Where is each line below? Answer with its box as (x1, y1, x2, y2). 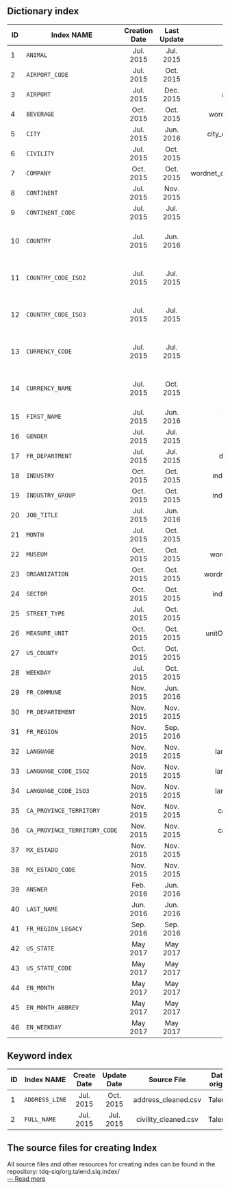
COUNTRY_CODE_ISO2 (26, 273, 86, 282)
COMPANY (26, 169, 51, 177)
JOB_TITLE (26, 511, 58, 519)
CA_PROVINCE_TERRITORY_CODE (26, 826, 118, 834)
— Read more (7, 1175, 46, 1183)
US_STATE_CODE (26, 964, 73, 972)
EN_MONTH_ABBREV (26, 1003, 79, 1012)
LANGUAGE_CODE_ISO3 (26, 787, 90, 794)
